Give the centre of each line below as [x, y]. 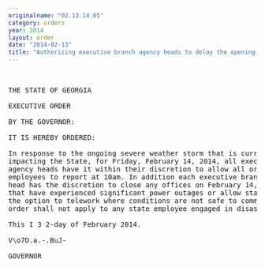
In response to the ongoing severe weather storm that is [123, 154]
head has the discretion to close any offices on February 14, [133, 185]
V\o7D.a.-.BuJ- [37, 241]
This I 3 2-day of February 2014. [75, 225]
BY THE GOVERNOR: [41, 122]
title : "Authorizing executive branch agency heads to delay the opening [132, 52]
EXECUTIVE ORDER [39, 106]
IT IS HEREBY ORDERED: [52, 138]
